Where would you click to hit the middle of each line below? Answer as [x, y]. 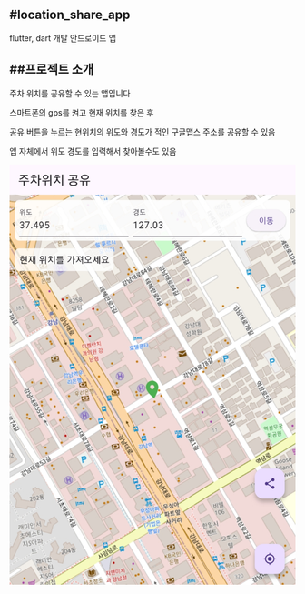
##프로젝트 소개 [52, 70]
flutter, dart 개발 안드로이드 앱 [63, 38]
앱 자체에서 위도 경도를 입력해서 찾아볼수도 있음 [93, 151]
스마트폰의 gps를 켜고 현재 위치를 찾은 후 [82, 112]
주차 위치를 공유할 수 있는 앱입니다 [70, 93]
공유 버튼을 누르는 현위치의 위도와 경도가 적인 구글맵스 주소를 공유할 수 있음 [143, 132]
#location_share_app [70, 15]
